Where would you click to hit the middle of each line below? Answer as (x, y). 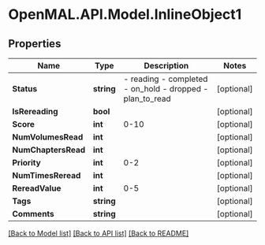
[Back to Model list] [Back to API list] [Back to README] (99, 233)
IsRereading (35, 111)
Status (25, 89)
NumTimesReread (47, 175)
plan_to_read (147, 98)
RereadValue (37, 188)
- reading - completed (166, 79)
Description (166, 66)
